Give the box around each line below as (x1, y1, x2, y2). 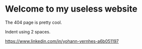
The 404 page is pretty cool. (5, 19, 62, 25)
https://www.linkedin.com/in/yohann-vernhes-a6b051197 (5, 38, 119, 44)
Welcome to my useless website (5, 3, 138, 15)
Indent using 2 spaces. (5, 29, 51, 34)
